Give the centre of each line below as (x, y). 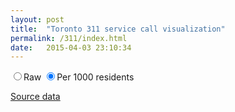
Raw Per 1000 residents (79, 77)
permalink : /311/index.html (69, 38)
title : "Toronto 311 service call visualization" (118, 29)
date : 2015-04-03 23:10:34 (71, 47)
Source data (35, 97)
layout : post (37, 19)
